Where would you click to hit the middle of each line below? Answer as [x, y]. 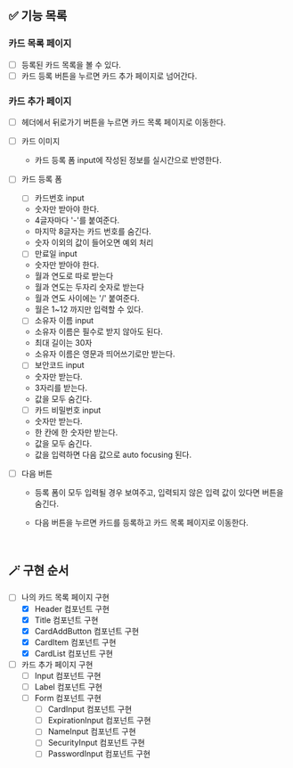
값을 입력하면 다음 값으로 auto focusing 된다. [113, 454]
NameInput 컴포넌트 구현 [92, 731]
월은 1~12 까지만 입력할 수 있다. [89, 309]
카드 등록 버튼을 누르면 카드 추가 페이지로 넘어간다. [109, 76]
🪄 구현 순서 [39, 571]
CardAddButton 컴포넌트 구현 [87, 631]
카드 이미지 [41, 142]
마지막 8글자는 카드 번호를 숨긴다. [93, 232]
